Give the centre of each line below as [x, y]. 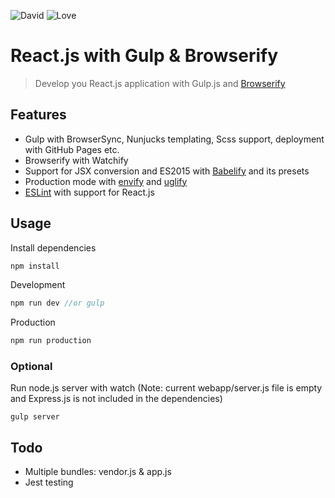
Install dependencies [53, 247]
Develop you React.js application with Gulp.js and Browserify [160, 83]
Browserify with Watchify [76, 160]
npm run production [51, 341]
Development [38, 285]
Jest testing [49, 482]
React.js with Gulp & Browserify [144, 56]
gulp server [35, 417]
